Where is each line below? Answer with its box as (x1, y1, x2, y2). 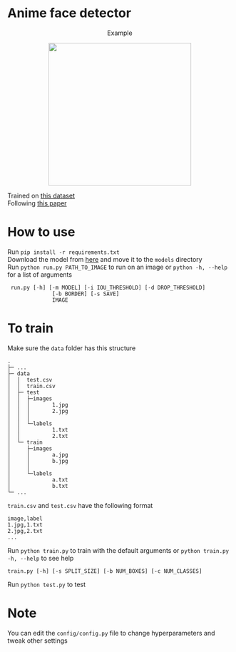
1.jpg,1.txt (7, 521, 43, 529)
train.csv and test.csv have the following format (7, 501, 153, 509)
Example (106, 29, 133, 37)
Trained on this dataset (7, 191, 75, 200)
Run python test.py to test (7, 580, 86, 589)
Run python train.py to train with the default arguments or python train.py (7, 546, 230, 554)
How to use (7, 224, 76, 240)
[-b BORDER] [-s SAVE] (52, 290, 120, 297)
